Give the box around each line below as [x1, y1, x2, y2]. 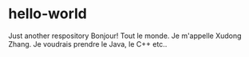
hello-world [8, 5, 88, 23]
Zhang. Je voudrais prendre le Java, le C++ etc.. [8, 39, 168, 48]
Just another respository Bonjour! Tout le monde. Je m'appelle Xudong [8, 31, 242, 40]
